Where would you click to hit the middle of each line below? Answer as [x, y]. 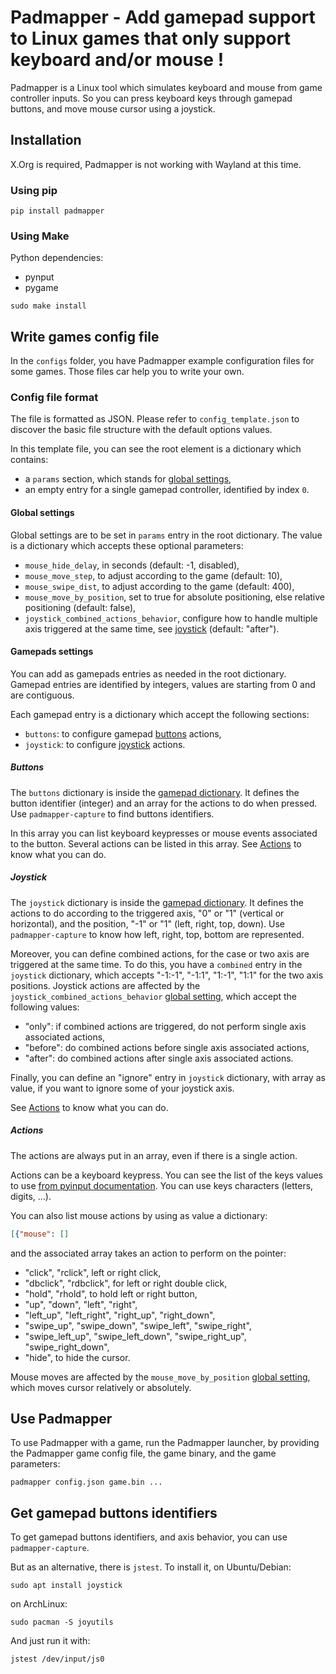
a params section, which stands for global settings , [128, 479]
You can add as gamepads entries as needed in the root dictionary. [148, 673]
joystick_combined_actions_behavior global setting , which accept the [154, 996]
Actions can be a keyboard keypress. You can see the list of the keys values [167, 1175]
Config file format [54, 398]
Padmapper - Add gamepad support [163, 17]
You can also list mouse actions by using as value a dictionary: [139, 1215]
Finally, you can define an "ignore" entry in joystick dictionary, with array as [168, 1077]
